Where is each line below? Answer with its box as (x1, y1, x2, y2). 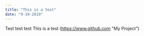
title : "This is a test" (5, 7, 56, 12)
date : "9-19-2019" (5, 12, 43, 17)
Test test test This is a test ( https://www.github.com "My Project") (5, 25, 140, 31)
